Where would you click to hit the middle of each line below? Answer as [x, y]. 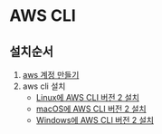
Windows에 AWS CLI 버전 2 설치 [95, 120]
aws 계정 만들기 [51, 75]
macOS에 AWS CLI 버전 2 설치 [91, 109]
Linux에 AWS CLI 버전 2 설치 [88, 97]
